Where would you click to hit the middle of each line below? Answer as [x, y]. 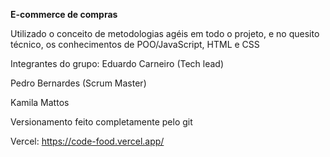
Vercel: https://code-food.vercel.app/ [87, 141]
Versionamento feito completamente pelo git [101, 122]
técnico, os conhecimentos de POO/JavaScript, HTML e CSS [135, 44]
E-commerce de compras [64, 14]
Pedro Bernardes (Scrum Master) [78, 83]
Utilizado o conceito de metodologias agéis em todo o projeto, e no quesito [165, 33]
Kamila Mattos [40, 102]
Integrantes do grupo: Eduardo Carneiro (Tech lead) [117, 63]
